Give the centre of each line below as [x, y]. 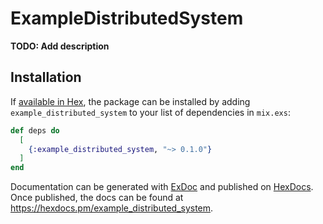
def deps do [35, 130]
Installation [46, 77]
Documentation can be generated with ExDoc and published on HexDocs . [162, 187]
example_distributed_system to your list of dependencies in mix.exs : [150, 112]
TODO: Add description [60, 46]
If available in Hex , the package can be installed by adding [130, 101]
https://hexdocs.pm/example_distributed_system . [112, 208]
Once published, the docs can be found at [97, 198]
